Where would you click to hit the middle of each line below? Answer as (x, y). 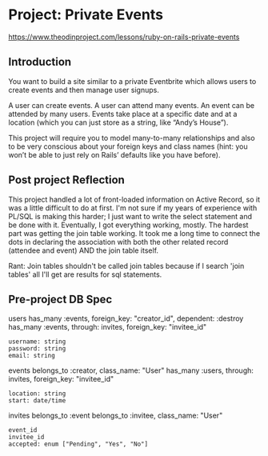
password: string (37, 349)
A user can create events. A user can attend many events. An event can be (131, 105)
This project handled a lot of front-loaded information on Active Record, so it (134, 199)
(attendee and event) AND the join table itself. (83, 250)
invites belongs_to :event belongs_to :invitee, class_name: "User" (116, 416)
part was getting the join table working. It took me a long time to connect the (134, 233)
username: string (37, 342)
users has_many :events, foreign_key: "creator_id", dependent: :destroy (126, 318)
